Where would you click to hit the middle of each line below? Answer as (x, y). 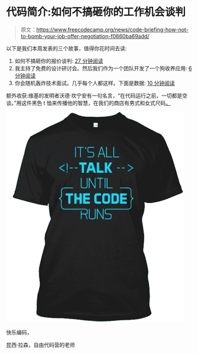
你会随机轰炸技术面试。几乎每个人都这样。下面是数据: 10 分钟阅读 (95, 83)
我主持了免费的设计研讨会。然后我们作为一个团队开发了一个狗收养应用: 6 (103, 68)
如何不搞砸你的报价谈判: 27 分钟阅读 (59, 61)
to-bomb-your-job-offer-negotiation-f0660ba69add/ (85, 36)
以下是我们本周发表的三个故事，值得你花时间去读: (66, 48)
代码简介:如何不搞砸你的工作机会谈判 (96, 12)
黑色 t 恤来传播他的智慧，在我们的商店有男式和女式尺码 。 (101, 103)
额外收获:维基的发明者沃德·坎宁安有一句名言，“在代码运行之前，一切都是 (94, 96)
